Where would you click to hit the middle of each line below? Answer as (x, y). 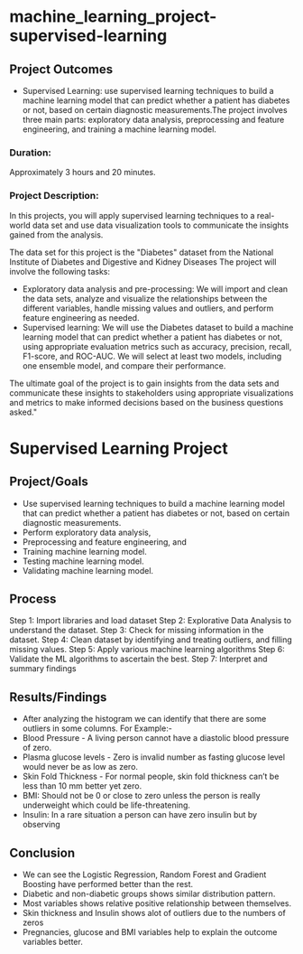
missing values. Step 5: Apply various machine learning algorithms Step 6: (147, 650)
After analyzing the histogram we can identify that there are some (144, 719)
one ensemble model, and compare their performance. (124, 365)
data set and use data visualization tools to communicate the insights (161, 225)
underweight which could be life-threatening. (106, 805)
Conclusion (42, 852)
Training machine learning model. (84, 551)
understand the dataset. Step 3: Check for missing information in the (137, 631)
